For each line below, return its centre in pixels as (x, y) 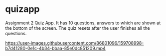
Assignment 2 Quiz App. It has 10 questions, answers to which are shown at (83, 23)
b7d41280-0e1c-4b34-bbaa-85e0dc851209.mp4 (55, 48)
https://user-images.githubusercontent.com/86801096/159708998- (75, 43)
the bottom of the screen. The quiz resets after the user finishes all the (78, 28)
